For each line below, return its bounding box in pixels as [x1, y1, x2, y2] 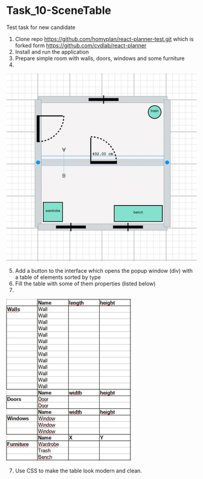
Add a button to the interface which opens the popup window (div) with [14, 267, 193, 275]
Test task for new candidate [6, 24, 76, 31]
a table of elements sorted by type [14, 273, 101, 281]
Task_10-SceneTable [6, 4, 112, 18]
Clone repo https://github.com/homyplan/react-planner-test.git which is [14, 35, 194, 42]
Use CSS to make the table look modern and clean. [14, 467, 143, 475]
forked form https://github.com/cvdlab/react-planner [14, 42, 147, 49]
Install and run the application [14, 48, 89, 55]
